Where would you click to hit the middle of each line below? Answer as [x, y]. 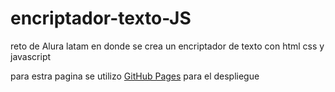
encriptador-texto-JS [101, 18]
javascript [31, 56]
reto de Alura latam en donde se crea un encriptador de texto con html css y [167, 46]
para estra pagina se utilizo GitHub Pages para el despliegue [135, 76]
